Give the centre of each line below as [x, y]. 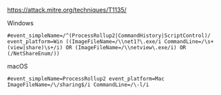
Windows [21, 23]
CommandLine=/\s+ [189, 42]
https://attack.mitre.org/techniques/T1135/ [67, 10]
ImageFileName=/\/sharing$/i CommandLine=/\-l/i [78, 85]
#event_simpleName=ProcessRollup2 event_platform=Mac [86, 79]
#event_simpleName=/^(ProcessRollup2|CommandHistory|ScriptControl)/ [109, 36]
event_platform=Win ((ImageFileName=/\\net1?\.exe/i [84, 42]
